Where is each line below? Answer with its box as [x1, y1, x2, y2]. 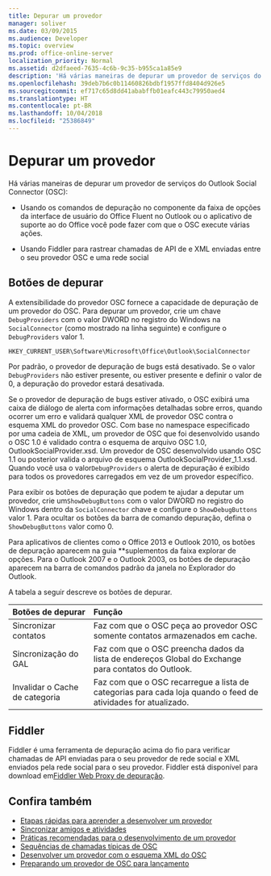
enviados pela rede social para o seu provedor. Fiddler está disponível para [8, 762, 258, 772]
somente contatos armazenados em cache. [93, 630, 258, 641]
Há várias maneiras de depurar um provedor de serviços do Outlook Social [8, 178, 256, 188]
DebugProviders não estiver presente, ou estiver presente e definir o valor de [8, 370, 262, 379]
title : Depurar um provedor [8, 11, 103, 20]
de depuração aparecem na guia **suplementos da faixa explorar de [8, 546, 236, 555]
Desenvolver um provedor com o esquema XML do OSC [19, 850, 207, 860]
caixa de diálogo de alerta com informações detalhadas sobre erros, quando [8, 403, 263, 413]
